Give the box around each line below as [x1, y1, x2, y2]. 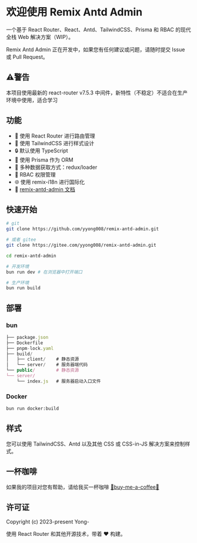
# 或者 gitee [6, 237, 36, 243]
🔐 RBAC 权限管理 [14, 171, 56, 178]
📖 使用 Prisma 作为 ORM [14, 156, 74, 163]
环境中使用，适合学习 [6, 96, 58, 103]
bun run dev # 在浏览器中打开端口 [6, 269, 83, 275]
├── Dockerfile [6, 340, 44, 346]
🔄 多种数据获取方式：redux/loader [14, 163, 98, 171]
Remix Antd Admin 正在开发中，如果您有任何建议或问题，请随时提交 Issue [6, 45, 185, 53]
